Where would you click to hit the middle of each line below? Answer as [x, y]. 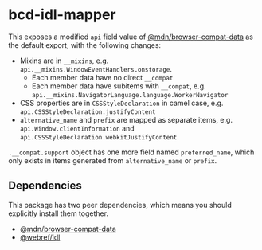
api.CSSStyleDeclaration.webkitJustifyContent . [99, 136]
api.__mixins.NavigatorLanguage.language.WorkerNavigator [130, 95]
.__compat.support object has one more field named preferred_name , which [131, 152]
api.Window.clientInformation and [77, 128]
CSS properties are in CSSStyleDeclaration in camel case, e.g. [121, 103]
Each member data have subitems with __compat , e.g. [119, 86]
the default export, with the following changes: [85, 45]
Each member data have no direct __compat [102, 77]
